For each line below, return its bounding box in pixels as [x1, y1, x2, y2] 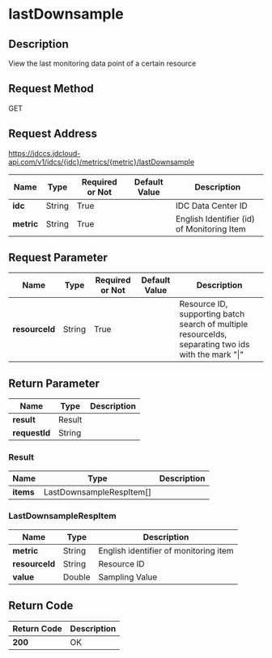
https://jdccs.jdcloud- [8, 148, 81, 158]
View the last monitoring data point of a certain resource [8, 58, 197, 68]
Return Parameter [8, 376, 100, 390]
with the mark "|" [179, 349, 244, 360]
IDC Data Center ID [175, 200, 249, 211]
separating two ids [179, 339, 250, 350]
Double [63, 571, 91, 583]
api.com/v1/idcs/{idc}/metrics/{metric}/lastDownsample [8, 157, 195, 167]
